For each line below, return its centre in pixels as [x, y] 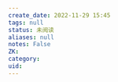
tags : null [26, 23]
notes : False [29, 45]
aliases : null [31, 37]
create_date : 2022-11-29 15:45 [59, 15]
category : [24, 59]
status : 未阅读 [31, 30]
